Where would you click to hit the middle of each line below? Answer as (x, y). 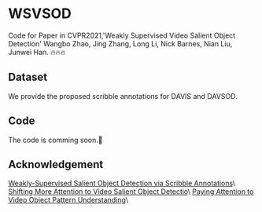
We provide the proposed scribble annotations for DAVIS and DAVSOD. (123, 96)
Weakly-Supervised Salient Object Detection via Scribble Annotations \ (122, 183)
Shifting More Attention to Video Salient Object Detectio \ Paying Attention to (131, 192)
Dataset (28, 77)
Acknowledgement (56, 164)
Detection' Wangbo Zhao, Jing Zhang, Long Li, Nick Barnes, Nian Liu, (120, 43)
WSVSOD (40, 14)
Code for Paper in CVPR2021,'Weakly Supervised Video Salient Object (122, 35)
